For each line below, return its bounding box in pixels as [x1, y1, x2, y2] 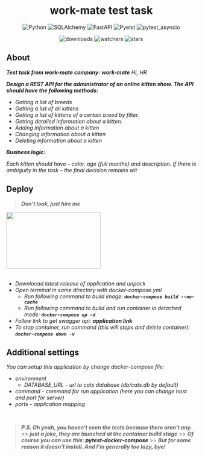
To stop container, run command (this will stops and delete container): [14, 323, 191, 331]
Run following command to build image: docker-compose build [24, 293, 179, 300]
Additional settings [6, 347, 80, 357]
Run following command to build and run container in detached [24, 304, 182, 311]
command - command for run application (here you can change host [14, 388, 187, 395]
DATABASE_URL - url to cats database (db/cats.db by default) [24, 381, 179, 389]
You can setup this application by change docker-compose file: [6, 363, 165, 370]
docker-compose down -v [14, 331, 75, 337]
